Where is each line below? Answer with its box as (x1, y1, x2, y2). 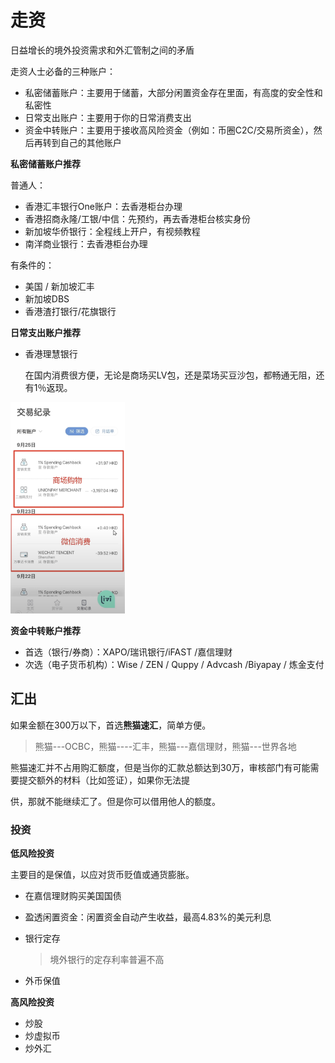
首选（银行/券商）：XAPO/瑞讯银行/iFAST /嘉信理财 (24, 646, 233, 658)
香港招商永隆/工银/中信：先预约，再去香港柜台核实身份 (24, 212, 251, 225)
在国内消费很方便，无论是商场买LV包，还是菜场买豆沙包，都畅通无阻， (24, 369, 317, 381)
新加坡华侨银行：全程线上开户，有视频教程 (24, 225, 201, 237)
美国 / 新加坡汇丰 (24, 280, 95, 292)
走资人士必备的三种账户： (10, 65, 116, 77)
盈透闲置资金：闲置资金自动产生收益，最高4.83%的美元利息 (24, 911, 272, 923)
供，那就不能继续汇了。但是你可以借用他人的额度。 (10, 795, 221, 807)
